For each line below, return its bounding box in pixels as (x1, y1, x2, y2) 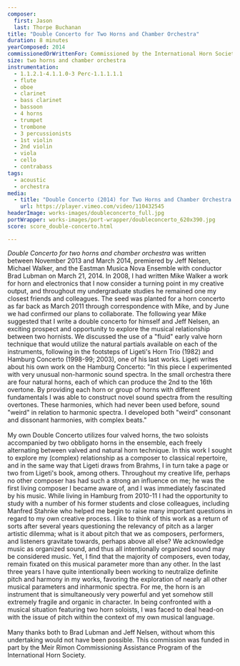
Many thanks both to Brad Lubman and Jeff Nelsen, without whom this (7, 627, 216, 636)
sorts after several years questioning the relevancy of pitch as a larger (7, 522, 214, 530)
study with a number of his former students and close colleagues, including (7, 499, 230, 508)
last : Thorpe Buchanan (14, 24, 81, 31)
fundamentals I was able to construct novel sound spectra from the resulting (7, 393, 232, 401)
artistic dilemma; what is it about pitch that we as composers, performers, (7, 529, 225, 538)
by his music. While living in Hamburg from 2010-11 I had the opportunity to (7, 491, 229, 500)
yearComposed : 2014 (7, 44, 66, 51)
